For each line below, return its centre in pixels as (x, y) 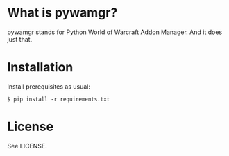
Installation (40, 68)
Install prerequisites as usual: (49, 86)
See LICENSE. (27, 146)
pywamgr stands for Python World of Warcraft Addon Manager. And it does (115, 32)
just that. (20, 39)
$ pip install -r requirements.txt (59, 99)
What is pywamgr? (62, 13)
